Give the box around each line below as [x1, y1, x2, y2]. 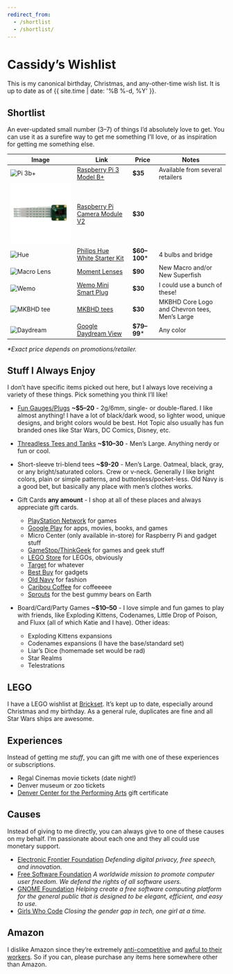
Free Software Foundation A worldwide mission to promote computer [17, 870, 215, 878]
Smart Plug [76, 288, 109, 296]
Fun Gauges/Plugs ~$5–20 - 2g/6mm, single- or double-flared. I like [17, 404, 213, 412]
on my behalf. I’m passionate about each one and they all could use [7, 834, 200, 842]
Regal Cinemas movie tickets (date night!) [17, 774, 137, 783]
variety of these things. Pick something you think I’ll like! [7, 390, 168, 399]
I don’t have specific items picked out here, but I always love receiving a [7, 383, 213, 392]
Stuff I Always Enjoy [7, 365, 96, 377]
